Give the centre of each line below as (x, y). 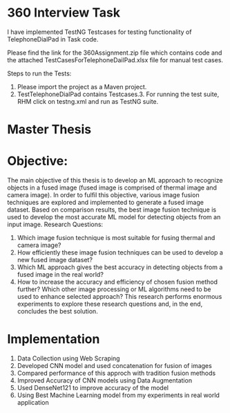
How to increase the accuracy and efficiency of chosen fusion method (117, 282)
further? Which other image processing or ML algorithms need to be (114, 289)
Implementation (54, 339)
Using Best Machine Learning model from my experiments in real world (118, 395)
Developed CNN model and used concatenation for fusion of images (114, 366)
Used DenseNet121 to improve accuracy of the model (93, 388)
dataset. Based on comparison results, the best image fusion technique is (112, 210)
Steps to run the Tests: (39, 73)
